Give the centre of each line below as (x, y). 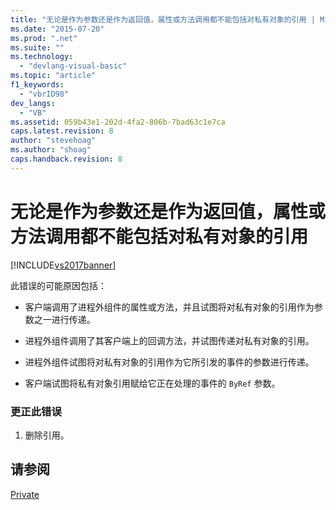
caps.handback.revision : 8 (66, 159)
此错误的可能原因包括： (58, 285)
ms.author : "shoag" (51, 150)
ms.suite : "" (37, 47)
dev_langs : (33, 103)
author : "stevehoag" (53, 141)
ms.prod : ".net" (44, 38)
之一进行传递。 (64, 319)
